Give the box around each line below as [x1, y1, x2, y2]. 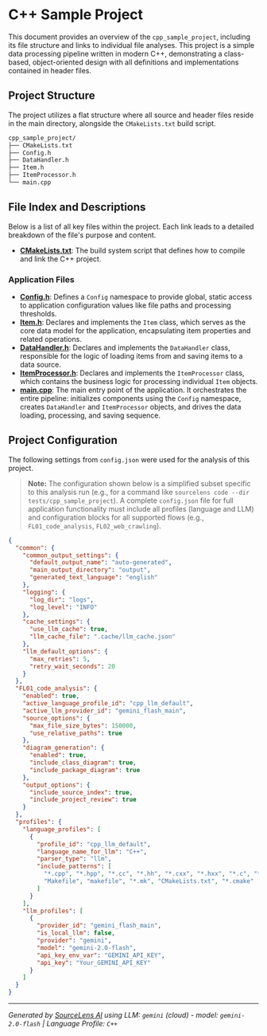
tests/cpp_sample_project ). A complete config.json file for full [27, 496, 234, 505]
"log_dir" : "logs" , [29, 595, 94, 603]
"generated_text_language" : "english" [29, 574, 158, 582]
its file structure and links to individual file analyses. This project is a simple [8, 40, 255, 49]
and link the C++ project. [19, 253, 102, 264]
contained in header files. [8, 65, 92, 75]
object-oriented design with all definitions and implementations [32, 57, 239, 67]
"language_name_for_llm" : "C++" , [37, 847, 148, 856]
